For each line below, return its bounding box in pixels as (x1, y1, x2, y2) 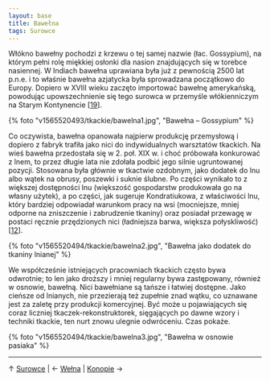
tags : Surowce (8, 27, 56, 35)
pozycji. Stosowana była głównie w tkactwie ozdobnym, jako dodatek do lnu (8, 166, 260, 176)
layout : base (8, 11, 52, 20)
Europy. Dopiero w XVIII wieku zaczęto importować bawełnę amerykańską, (8, 83, 256, 93)
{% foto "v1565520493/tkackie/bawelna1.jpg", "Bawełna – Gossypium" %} (8, 116, 255, 126)
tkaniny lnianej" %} (8, 250, 72, 259)
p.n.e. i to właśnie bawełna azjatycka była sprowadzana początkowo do (8, 74, 245, 85)
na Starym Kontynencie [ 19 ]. (8, 100, 103, 110)
